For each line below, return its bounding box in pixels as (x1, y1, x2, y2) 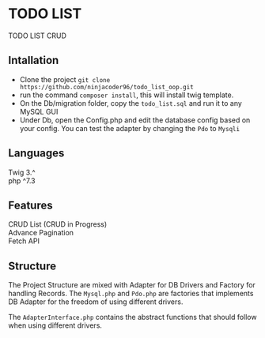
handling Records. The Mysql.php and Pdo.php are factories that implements (8, 289, 254, 299)
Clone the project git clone (19, 74, 111, 84)
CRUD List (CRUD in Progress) (8, 220, 108, 229)
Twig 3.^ (8, 167, 36, 177)
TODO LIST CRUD (8, 31, 67, 40)
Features (8, 198, 53, 212)
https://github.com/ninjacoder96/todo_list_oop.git (19, 83, 194, 91)
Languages (8, 147, 65, 160)
